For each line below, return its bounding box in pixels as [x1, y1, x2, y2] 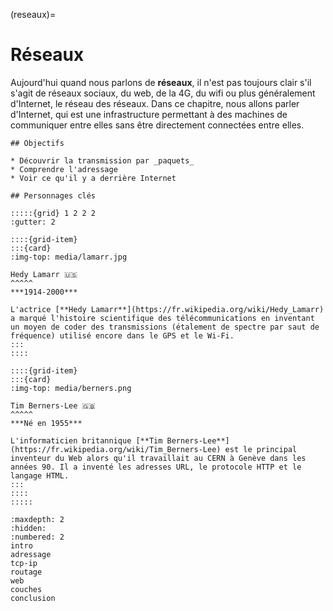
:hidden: [10, 523, 47, 533]
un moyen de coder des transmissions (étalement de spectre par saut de [10, 322, 320, 332]
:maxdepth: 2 [10, 514, 65, 524]
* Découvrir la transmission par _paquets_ [10, 155, 195, 166]
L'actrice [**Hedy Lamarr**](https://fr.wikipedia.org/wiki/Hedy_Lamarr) [10, 304, 325, 314]
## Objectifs [10, 138, 65, 148]
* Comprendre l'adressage [10, 164, 118, 174]
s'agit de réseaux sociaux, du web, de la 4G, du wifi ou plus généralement [10, 87, 316, 99]
